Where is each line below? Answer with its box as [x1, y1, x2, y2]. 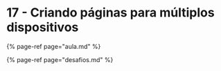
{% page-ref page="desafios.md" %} [6, 55, 114, 63]
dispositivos [6, 19, 79, 35]
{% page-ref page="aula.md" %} [6, 42, 101, 50]
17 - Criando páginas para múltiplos [6, 5, 215, 21]
